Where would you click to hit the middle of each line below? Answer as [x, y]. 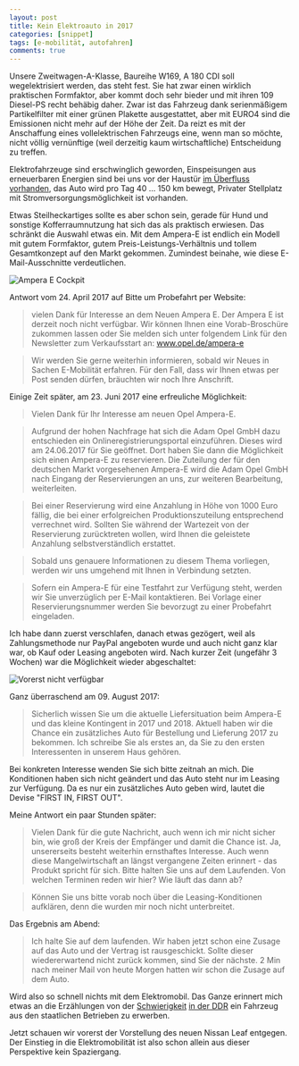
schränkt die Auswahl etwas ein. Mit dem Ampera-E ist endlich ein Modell [145, 234]
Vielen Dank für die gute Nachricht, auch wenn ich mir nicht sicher [153, 833]
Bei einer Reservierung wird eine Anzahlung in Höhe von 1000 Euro [154, 506]
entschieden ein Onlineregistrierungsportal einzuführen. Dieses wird [157, 441]
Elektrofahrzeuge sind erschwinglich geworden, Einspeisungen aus [133, 170]
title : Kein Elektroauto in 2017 [71, 26]
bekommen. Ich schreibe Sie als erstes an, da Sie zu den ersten [148, 743]
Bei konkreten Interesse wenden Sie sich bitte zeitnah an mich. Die [132, 769]
